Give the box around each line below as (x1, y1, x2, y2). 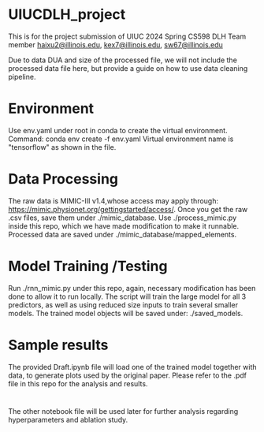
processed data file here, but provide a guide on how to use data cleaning (8, 63, 248, 73)
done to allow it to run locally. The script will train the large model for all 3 (8, 292, 247, 301)
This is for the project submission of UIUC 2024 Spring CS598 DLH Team (8, 32, 247, 41)
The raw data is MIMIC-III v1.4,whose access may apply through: (8, 196, 219, 206)
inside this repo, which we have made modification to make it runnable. (8, 221, 240, 230)
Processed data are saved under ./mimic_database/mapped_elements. (8, 229, 237, 239)
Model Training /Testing (8, 258, 168, 275)
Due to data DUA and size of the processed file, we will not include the (8, 55, 238, 65)
